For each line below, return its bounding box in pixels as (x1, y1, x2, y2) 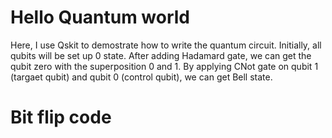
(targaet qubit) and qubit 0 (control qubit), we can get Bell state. (10, 71, 273, 83)
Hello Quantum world (10, 6, 190, 29)
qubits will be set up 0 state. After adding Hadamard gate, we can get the (10, 49, 312, 61)
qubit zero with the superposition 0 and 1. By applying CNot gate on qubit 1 (10, 60, 319, 72)
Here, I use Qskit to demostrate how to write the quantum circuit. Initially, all (10, 39, 322, 51)
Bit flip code (10, 106, 112, 129)
